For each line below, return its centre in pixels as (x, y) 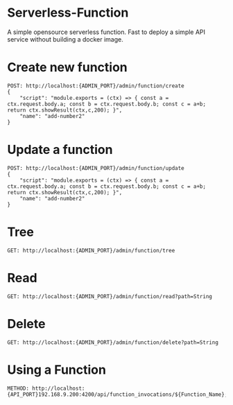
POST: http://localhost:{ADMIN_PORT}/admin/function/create (96, 86)
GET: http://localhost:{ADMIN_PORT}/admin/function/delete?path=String (113, 342)
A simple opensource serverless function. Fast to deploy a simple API (106, 32)
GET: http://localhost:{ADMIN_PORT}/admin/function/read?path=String (110, 296)
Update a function (60, 150)
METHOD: (18, 388)
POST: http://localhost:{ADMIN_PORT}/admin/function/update (96, 168)
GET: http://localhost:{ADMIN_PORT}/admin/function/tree (91, 250)
